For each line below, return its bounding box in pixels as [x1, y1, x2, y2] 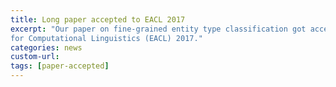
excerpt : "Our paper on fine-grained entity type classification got [10, 24, 307, 34]
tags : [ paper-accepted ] [10, 61, 110, 71]
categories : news [10, 42, 83, 53]
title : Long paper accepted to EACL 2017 [10, 14, 186, 25]
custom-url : [10, 52, 60, 62]
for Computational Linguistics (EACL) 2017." [10, 33, 203, 43]
